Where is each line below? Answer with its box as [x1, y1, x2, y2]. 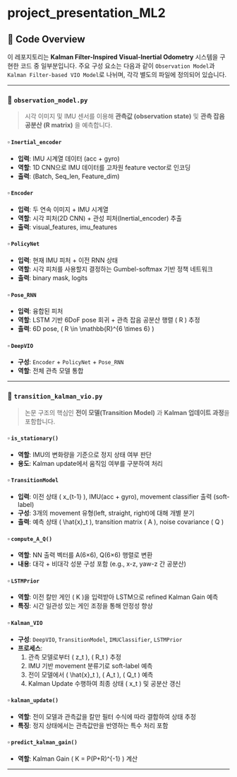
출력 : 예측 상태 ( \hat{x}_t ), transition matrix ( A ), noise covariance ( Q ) [17, 518, 224, 526]
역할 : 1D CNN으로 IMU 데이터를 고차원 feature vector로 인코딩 [17, 163, 191, 171]
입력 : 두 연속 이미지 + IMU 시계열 [17, 205, 109, 214]
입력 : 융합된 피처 [17, 307, 63, 315]
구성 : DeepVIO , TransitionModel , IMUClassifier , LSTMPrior [17, 635, 183, 643]
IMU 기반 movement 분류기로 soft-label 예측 [28, 661, 153, 670]
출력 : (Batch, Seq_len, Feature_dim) [17, 172, 120, 180]
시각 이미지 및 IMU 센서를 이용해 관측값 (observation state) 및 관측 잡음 [24, 112, 225, 121]
